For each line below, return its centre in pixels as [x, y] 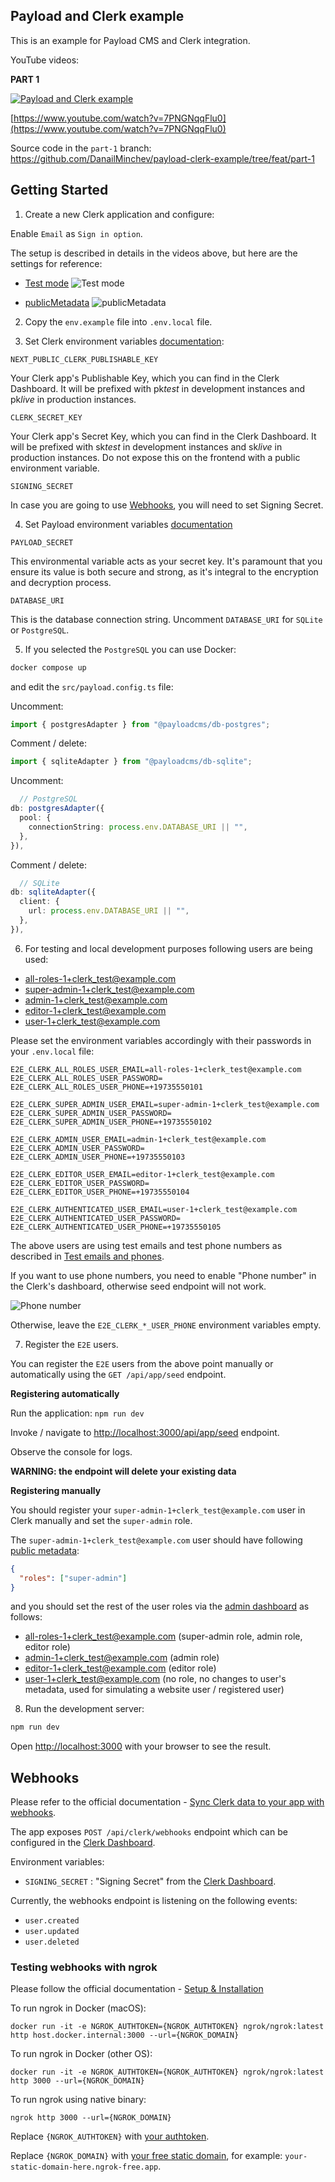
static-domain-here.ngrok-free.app [84, 2167]
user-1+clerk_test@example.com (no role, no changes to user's [155, 1679]
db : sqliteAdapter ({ [53, 892]
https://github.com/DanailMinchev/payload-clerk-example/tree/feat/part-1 [162, 158]
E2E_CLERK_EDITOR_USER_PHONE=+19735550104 [100, 1192]
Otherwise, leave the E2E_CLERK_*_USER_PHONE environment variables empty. [166, 1325]
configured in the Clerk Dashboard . [83, 1843]
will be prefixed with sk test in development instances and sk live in [146, 446]
